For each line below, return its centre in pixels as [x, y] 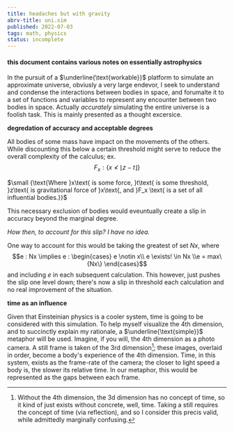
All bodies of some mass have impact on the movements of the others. [109, 142]
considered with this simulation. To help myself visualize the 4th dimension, [116, 324]
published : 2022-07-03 [40, 27]
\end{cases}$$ [126, 264]
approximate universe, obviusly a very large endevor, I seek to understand [114, 85]
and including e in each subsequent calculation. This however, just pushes [114, 275]
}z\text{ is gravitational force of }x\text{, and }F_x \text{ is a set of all [105, 190]
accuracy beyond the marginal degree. [63, 219]
